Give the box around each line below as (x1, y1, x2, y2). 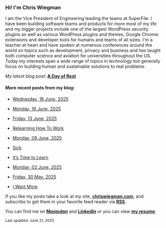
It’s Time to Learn (12, 154, 48, 160)
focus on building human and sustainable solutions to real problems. (5, 63, 146, 69)
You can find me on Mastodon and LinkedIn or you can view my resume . (5, 208, 156, 214)
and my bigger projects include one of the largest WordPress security (5, 26, 148, 32)
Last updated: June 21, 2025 (5, 218, 54, 223)
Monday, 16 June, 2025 (12, 105, 61, 111)
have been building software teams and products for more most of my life (5, 21, 157, 27)
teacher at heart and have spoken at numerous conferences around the (5, 42, 152, 48)
